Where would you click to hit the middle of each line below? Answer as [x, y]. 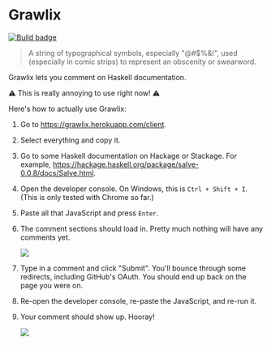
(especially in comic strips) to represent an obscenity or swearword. [142, 62]
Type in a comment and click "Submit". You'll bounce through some [133, 268]
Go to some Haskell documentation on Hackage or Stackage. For [129, 155]
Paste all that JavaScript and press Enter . [89, 213]
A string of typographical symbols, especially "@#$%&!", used [133, 53]
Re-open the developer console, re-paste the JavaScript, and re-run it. [138, 300]
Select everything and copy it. [70, 140]
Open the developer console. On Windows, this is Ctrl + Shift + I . [134, 189]
